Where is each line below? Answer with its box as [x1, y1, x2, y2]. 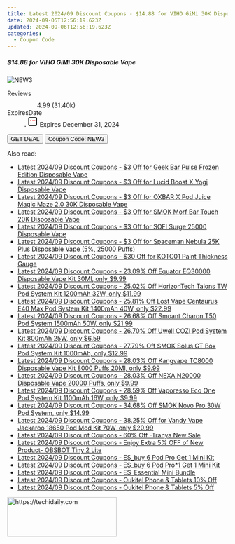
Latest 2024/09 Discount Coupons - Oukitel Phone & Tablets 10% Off [17, 476, 217, 484]
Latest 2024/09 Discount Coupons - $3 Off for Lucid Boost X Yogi [17, 178, 208, 186]
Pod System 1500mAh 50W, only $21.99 [17, 320, 133, 328]
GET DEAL [10, 135, 40, 143]
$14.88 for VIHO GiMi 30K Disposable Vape [7, 57, 136, 67]
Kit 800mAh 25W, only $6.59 [17, 334, 101, 343]
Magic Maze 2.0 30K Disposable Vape [17, 200, 128, 209]
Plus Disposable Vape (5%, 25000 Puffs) [17, 245, 136, 253]
